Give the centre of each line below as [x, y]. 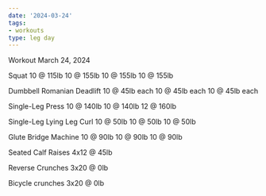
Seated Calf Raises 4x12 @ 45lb [60, 152]
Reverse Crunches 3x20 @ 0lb [58, 168]
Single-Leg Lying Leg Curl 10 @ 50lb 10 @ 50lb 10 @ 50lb [102, 122]
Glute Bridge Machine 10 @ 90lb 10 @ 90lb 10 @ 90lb [95, 137]
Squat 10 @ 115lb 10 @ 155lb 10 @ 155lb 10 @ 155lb [91, 75]
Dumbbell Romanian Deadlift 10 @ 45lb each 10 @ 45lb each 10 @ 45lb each [133, 91]
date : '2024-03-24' [40, 15]
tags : [17, 23]
